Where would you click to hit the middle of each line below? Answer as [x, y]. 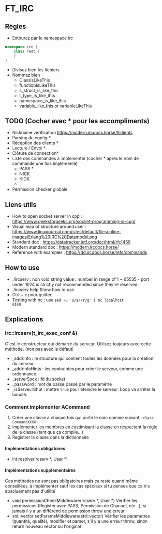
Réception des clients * [35, 143]
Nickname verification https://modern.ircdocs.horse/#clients [72, 133]
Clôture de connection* [35, 153]
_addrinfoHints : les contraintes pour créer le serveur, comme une [77, 369]
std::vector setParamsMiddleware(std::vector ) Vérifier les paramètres [81, 516]
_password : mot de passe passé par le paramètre [62, 384]
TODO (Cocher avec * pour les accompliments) [77, 121]
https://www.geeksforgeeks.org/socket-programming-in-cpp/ [74, 222]
